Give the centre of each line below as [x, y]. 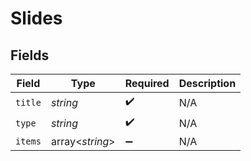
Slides [36, 18]
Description [207, 83]
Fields [30, 55]
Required [147, 83]
